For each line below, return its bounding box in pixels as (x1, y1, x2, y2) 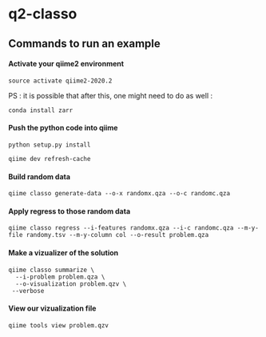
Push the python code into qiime (8, 123, 118, 133)
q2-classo (8, 5, 77, 23)
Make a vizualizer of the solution (8, 247, 118, 257)
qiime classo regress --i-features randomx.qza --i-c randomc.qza (8, 224, 234, 232)
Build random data (8, 171, 70, 181)
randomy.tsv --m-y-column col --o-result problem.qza (26, 231, 209, 239)
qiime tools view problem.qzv (8, 321, 109, 329)
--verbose (11, 287, 45, 295)
